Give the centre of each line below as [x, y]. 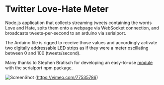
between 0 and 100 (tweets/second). [43, 53]
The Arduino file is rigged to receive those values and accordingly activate [81, 42]
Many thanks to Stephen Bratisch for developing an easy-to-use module [79, 62]
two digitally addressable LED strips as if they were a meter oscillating [77, 48]
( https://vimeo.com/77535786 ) [67, 77]
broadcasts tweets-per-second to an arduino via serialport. [66, 33]
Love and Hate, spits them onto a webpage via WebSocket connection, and [82, 28]
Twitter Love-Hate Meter [57, 9]
